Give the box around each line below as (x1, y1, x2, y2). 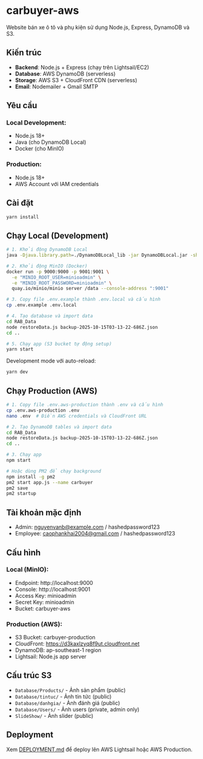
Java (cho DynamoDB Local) (14, 138, 86, 146)
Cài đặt (6, 198, 34, 208)
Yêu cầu (6, 100, 37, 111)
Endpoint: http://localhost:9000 (14, 579, 94, 586)
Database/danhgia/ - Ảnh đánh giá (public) (14, 699, 120, 706)
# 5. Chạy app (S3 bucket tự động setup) (6, 341, 112, 347)
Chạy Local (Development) (6, 230, 109, 241)
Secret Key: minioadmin (14, 598, 74, 606)
